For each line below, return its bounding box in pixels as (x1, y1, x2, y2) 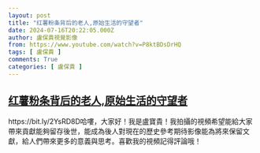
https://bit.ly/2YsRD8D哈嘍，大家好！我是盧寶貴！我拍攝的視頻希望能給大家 (8, 116, 254, 126)
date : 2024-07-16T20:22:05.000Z (8, 26, 114, 34)
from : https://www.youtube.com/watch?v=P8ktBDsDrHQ (8, 41, 181, 49)
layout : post (8, 11, 51, 20)
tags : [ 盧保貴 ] (8, 48, 61, 56)
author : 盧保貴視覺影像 (8, 33, 78, 42)
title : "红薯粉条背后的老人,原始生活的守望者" (8, 19, 143, 27)
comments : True (8, 56, 58, 64)
